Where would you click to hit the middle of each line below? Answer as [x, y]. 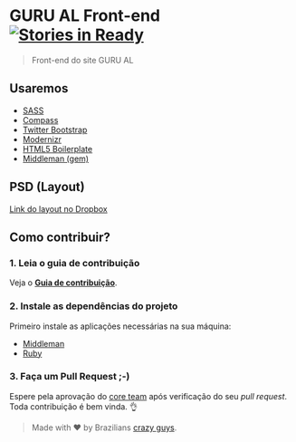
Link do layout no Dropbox [58, 208]
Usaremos [39, 88]
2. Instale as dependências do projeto [94, 306]
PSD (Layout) [47, 187]
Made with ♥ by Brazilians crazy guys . [104, 428]
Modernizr [42, 139]
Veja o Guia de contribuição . [63, 283]
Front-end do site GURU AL [82, 60]
